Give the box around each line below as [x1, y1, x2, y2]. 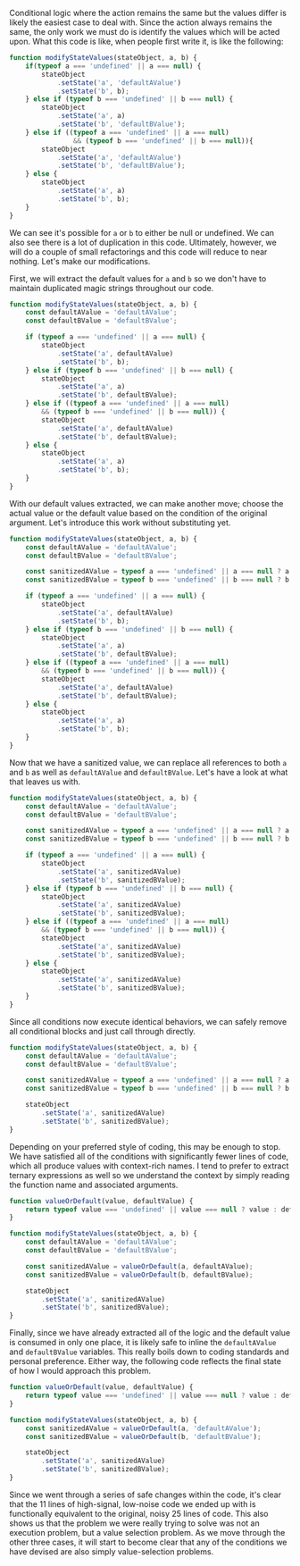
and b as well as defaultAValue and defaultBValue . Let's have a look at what [9, 766, 288, 777]
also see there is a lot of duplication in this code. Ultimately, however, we [9, 237, 277, 247]
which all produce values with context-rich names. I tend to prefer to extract [9, 1160, 289, 1171]
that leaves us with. [9, 776, 81, 787]
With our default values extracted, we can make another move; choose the [9, 498, 284, 508]
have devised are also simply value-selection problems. [9, 1545, 214, 1557]
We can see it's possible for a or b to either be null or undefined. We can [9, 227, 275, 238]
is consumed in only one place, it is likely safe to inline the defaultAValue [9, 1337, 277, 1348]
